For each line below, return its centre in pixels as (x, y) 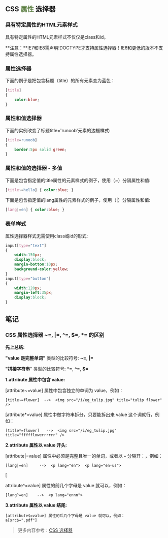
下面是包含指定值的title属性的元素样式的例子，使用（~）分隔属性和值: (78, 180)
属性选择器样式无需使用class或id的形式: (47, 236)
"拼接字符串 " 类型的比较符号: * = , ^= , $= (47, 369)
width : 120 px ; (28, 288)
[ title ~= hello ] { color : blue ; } (39, 190)
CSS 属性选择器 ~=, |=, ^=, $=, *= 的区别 (55, 335)
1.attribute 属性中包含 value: (35, 379)
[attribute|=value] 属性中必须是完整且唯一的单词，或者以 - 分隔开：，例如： (84, 456)
